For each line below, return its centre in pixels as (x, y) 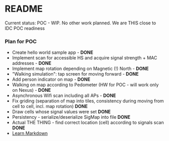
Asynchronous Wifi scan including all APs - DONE (64, 96)
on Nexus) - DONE (31, 90)
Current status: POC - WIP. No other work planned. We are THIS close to (80, 23)
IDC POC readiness (25, 28)
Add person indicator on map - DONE (51, 80)
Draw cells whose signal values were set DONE (61, 112)
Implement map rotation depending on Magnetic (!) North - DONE (80, 68)
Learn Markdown (30, 133)
